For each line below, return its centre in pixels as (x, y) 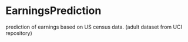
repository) (19, 33)
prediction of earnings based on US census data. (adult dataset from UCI (94, 27)
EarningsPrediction (53, 11)
